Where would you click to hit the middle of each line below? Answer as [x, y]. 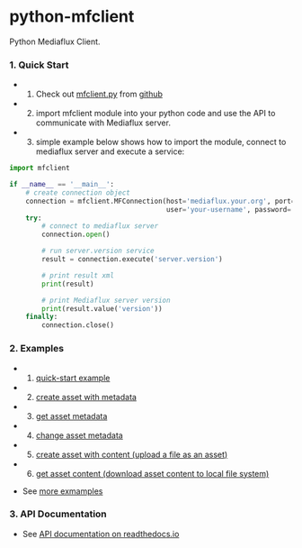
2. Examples [37, 349]
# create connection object [78, 192]
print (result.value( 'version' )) [102, 308]
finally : [42, 317]
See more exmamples [62, 491]
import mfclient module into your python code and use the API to [155, 114]
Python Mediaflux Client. [55, 41]
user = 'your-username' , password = [229, 209]
